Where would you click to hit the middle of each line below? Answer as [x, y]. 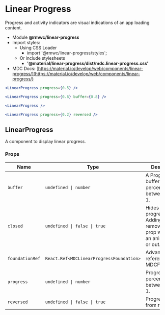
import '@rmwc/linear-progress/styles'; [67, 53]
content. [14, 27]
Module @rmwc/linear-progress [46, 37]
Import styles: [26, 42]
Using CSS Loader [38, 48]
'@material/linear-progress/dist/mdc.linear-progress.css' [88, 63]
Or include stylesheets [42, 58]
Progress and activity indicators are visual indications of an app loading [77, 23]
